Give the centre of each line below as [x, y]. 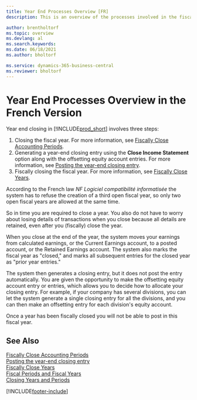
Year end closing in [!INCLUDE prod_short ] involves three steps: [83, 129]
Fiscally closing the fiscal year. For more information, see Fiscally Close [101, 172]
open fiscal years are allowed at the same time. [63, 202]
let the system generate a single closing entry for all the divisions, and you [96, 298]
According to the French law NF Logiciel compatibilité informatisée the [91, 189]
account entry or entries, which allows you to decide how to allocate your [95, 286]
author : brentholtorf [33, 28]
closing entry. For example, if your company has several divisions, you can [96, 292]
